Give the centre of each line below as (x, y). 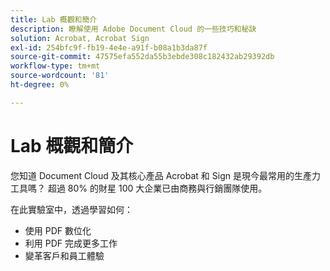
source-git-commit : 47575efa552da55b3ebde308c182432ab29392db (142, 57)
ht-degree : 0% (40, 85)
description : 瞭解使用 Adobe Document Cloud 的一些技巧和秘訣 (133, 29)
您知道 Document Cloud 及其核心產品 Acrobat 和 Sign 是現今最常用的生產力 (165, 175)
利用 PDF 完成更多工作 (71, 243)
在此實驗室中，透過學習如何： (71, 209)
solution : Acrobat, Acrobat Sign (80, 38)
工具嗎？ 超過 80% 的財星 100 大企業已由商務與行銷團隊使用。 (139, 188)
